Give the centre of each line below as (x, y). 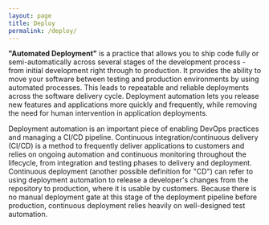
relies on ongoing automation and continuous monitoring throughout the (127, 154)
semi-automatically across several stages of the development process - (127, 62)
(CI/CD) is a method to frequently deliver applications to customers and (126, 146)
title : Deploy (32, 23)
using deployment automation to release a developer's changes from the (128, 180)
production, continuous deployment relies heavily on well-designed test (127, 206)
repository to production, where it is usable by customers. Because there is (132, 189)
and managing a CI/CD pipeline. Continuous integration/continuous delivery (133, 137)
